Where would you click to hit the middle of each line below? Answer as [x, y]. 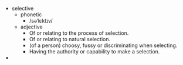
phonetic [31, 15]
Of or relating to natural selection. [70, 39]
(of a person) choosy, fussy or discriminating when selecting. [103, 45]
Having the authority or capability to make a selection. [94, 51]
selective [23, 8]
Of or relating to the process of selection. [79, 33]
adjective [31, 27]
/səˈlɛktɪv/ [41, 21]
